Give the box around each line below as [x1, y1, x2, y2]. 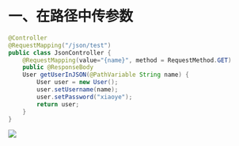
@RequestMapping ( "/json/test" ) [8, 41, 112, 49]
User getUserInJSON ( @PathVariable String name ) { [22, 71, 190, 79]
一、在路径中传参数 [8, 7, 134, 25]
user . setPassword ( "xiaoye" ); [36, 93, 133, 101]
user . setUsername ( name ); [36, 86, 119, 94]
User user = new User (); [36, 79, 119, 86]
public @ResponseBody [22, 63, 93, 71]
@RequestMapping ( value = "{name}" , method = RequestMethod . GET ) [22, 56, 232, 64]
